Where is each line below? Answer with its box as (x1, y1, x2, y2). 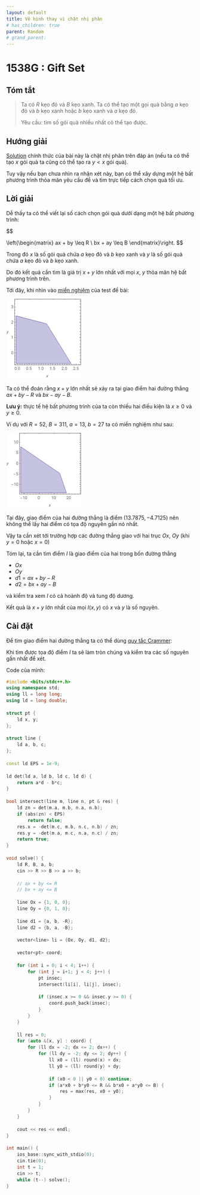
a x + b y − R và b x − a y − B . (6, 391, 72, 398)
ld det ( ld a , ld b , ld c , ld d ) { (6, 773, 93, 780)
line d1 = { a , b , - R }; (17, 918, 73, 924)
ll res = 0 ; (17, 1032, 47, 1038)
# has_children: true (6, 22, 60, 28)
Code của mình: (6, 667, 45, 674)
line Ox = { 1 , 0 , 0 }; (17, 900, 70, 906)
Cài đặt (6, 621, 33, 631)
